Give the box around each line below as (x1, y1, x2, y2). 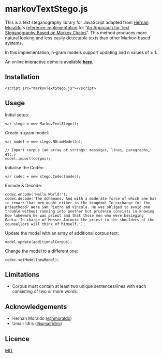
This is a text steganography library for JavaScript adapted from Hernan (5, 19, 149, 25)
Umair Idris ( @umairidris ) (12, 321, 62, 326)
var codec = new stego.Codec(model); (5, 174, 81, 179)
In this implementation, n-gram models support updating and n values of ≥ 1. (5, 49, 158, 55)
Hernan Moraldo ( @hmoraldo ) (12, 315, 72, 321)
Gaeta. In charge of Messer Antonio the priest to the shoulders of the (5, 217, 155, 222)
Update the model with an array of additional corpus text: (5, 230, 119, 236)
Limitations (5, 270, 40, 278)
